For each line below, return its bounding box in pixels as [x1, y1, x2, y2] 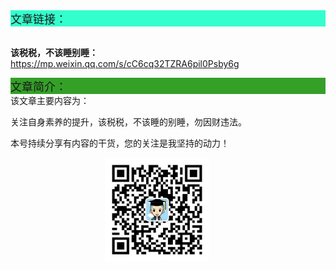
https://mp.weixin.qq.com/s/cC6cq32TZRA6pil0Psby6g [10, 58, 240, 69]
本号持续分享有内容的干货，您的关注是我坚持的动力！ [10, 137, 230, 149]
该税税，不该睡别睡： [10, 47, 98, 58]
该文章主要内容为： [10, 95, 90, 106]
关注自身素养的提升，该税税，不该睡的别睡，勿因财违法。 [10, 116, 247, 128]
